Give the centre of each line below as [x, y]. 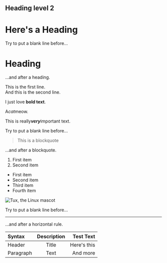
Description [51, 237]
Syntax [16, 237]
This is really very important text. [38, 121]
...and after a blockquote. [31, 150]
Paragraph [20, 253]
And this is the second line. [33, 92]
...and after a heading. [28, 77]
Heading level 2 [30, 8]
